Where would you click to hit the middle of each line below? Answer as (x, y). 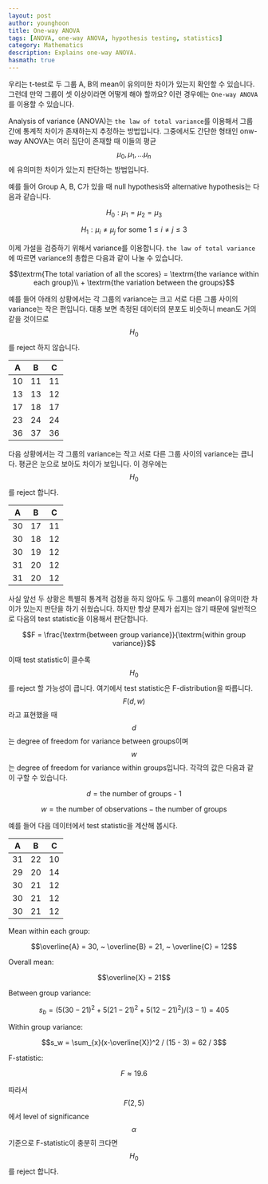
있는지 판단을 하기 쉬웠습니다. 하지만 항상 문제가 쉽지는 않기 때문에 (126, 608)
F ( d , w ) (134, 701)
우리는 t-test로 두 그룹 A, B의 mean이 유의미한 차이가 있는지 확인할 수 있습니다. (132, 84)
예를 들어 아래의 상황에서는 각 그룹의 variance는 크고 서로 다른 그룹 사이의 (123, 299)
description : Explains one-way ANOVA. (73, 53)
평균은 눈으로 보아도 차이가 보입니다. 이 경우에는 (93, 464)
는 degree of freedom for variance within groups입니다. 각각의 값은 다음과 (127, 767)
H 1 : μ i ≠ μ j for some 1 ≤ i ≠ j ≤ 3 (134, 231)
